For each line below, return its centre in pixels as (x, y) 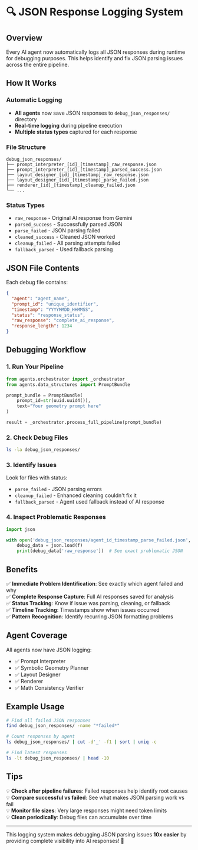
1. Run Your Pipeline (35, 366)
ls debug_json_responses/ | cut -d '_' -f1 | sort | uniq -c (82, 742)
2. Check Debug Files (37, 437)
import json (21, 529)
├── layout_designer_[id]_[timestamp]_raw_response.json (77, 175)
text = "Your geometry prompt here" (59, 406)
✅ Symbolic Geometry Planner (52, 668)
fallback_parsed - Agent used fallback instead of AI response (90, 502)
